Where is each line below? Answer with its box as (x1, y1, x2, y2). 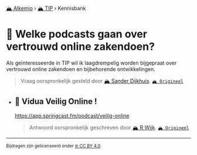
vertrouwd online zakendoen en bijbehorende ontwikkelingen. (6, 65, 155, 72)
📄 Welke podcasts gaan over (6, 28, 148, 41)
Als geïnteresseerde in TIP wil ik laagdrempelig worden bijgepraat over (6, 59, 177, 66)
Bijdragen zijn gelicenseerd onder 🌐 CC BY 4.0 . (6, 143, 101, 149)
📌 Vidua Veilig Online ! (14, 96, 97, 107)
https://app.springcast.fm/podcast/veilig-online (14, 112, 130, 119)
